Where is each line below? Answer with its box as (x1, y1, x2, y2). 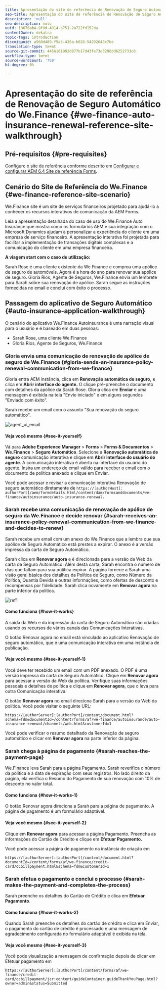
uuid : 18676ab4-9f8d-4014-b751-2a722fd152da (5, 26, 98, 31)
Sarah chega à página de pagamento (5, 747, 95, 754)
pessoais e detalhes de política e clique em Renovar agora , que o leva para (5, 683, 159, 689)
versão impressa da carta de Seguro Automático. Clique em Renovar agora (5, 672, 159, 678)
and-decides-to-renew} (5, 525, 64, 532)
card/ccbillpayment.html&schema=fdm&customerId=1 (5, 864, 110, 869)
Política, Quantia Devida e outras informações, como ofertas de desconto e (5, 577, 158, 583)
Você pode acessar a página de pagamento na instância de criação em (5, 845, 150, 851)
